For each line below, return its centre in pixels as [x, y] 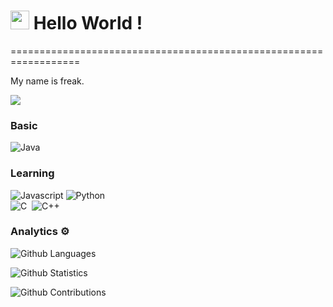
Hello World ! [88, 23]
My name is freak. [47, 81]
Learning [32, 173]
